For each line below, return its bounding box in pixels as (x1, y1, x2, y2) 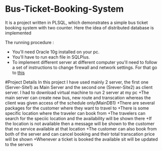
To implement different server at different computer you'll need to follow (12, 59, 158, 65)
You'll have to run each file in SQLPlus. (12, 54, 90, 60)
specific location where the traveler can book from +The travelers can (5, 110, 145, 116)
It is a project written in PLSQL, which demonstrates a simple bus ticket (5, 20, 148, 25)
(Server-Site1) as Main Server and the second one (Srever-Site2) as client (5, 84, 153, 90)
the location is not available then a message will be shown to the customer (5, 121, 155, 127)
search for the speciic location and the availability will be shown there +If (5, 115, 152, 121)
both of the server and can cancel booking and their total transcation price (5, 131, 155, 137)
